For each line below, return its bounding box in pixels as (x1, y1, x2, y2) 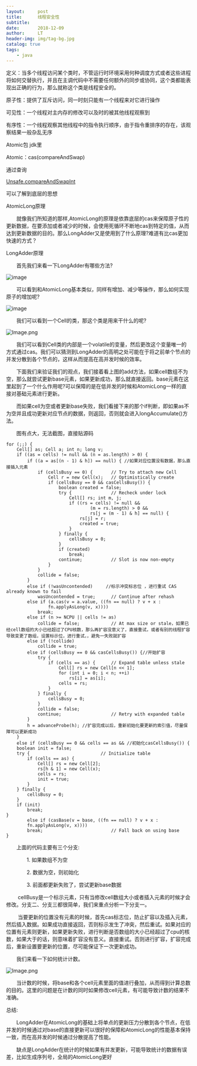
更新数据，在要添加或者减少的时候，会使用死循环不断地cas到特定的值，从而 (6, 222, 189, 229)
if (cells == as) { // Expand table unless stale (47, 660, 185, 665)
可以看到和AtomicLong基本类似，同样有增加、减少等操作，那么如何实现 (16, 285, 189, 292)
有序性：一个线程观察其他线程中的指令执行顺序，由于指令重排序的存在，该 (6, 121, 186, 128)
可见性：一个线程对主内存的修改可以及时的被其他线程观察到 (6, 109, 150, 116)
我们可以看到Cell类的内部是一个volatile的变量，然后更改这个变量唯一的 (16, 341, 186, 348)
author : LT (6, 31, 43, 36)
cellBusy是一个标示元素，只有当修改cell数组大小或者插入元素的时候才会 (17, 893, 191, 900)
